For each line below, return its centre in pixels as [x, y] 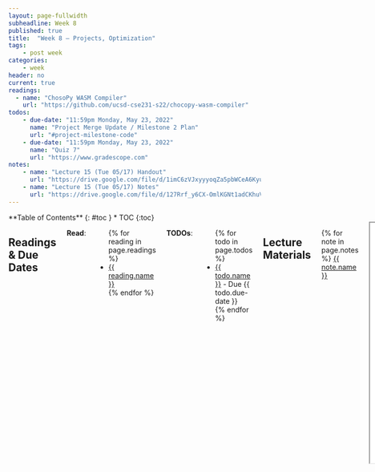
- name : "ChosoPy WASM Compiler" [71, 98]
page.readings [132, 250]
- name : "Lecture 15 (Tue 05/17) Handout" [95, 172]
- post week [42, 53]
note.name [339, 267]
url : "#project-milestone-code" [83, 135]
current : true [32, 83]
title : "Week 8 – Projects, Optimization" [82, 38]
